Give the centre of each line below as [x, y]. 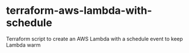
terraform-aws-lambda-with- [79, 11]
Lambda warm [23, 45]
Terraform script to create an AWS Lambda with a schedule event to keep [94, 39]
